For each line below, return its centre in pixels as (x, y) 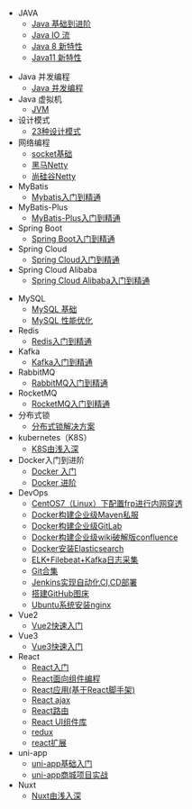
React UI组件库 (59, 722)
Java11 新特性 (56, 57)
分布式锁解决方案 (63, 426)
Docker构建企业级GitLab (77, 526)
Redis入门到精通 (61, 341)
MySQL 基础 (54, 309)
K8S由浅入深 (55, 449)
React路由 (50, 710)
